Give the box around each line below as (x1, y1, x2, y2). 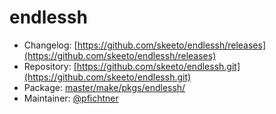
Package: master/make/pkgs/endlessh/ (23, 81, 186, 93)
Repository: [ (23, 60, 77, 72)
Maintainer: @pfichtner (23, 92, 119, 104)
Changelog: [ (23, 39, 78, 51)
